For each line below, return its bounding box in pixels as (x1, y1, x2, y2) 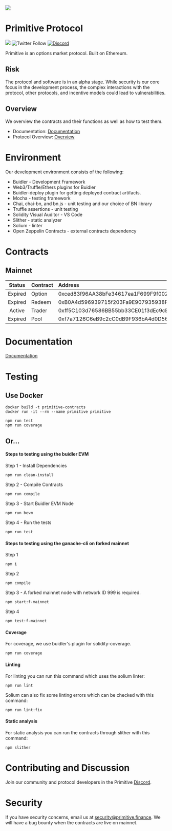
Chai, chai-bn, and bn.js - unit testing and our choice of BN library (12, 201, 152, 207)
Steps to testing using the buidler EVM (5, 451, 89, 457)
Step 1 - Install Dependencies (5, 463, 67, 469)
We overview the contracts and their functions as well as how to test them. (5, 118, 163, 124)
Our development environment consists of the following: (5, 169, 124, 175)
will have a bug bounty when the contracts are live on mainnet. (5, 819, 138, 825)
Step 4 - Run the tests (5, 519, 52, 526)
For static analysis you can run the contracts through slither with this (5, 729, 150, 735)
